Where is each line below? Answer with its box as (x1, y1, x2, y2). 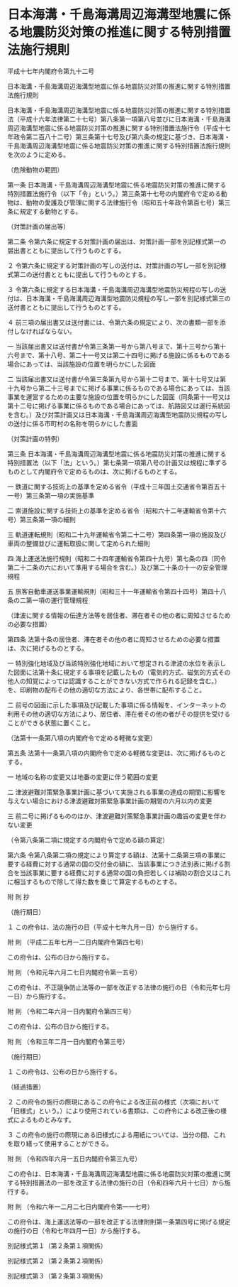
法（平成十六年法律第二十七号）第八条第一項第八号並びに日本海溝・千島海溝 (7, 114, 231, 123)
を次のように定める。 (7, 150, 69, 158)
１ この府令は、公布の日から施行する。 (7, 1067, 121, 1076)
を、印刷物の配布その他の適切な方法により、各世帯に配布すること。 (7, 685, 206, 694)
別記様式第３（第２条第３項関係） (7, 1271, 107, 1280)
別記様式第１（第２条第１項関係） (7, 1241, 107, 1250)
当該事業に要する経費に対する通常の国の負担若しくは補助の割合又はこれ (19, 868, 231, 877)
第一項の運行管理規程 (25, 596, 89, 604)
